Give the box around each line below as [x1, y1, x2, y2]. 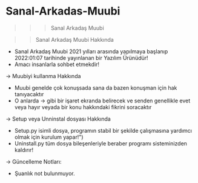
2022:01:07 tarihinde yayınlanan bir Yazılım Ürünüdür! [14, 54, 149, 61]
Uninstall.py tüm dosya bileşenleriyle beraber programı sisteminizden [14, 139, 187, 147]
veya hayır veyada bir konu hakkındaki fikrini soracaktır [14, 103, 152, 110]
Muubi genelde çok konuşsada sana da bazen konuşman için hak [14, 84, 177, 91]
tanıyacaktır [14, 90, 44, 98]
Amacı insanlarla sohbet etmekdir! [14, 61, 100, 68]
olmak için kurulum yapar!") [14, 133, 84, 141]
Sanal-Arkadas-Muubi [5, 4, 120, 18]
